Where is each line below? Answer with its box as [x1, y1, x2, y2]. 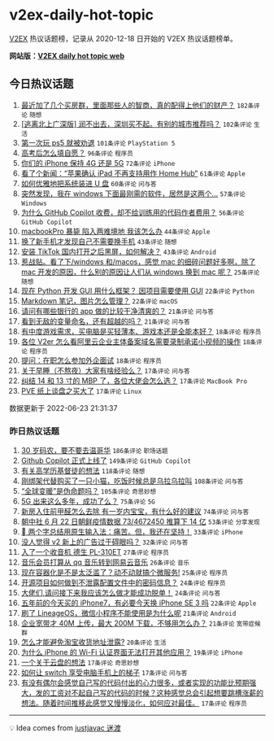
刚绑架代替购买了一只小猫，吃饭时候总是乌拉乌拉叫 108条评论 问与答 [20, 476, 244, 486]
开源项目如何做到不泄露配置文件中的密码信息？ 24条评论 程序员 [20, 578, 226, 587]
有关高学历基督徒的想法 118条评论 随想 [20, 466, 146, 476]
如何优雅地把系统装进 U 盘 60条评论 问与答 [20, 178, 157, 188]
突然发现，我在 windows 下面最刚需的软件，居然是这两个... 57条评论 [20, 189, 246, 198]
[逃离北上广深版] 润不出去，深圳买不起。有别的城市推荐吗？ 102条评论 [20, 119, 253, 129]
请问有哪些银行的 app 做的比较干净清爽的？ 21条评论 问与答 [20, 306, 215, 316]
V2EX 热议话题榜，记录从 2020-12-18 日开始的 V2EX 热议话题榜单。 [9, 33, 238, 43]
